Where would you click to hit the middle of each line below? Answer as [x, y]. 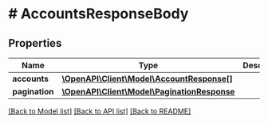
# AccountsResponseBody [99, 14]
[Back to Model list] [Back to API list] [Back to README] [100, 111]
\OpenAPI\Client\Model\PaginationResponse [148, 92]
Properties [35, 43]
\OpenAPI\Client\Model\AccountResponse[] [147, 79]
